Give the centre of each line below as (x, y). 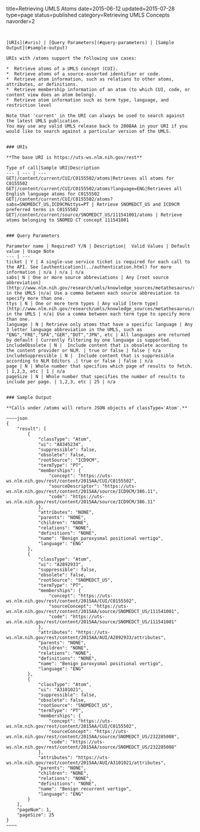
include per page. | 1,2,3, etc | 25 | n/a (61, 382)
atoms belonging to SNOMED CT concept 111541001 (68, 220)
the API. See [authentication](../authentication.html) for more (89, 267)
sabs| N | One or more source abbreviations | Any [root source (87, 277)
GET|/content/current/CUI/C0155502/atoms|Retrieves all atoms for (90, 178)
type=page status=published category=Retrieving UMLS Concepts (88, 15)
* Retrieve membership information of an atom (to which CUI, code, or (98, 89)
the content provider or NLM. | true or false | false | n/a (84, 351)
